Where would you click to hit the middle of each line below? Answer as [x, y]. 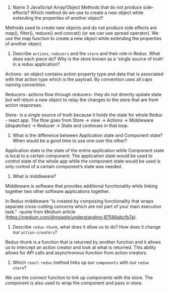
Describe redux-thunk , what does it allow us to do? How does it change [87, 227]
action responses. [24, 105]
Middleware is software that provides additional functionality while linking [81, 186]
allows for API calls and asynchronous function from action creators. [76, 253]
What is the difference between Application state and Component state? [88, 135]
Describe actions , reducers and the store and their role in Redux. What [86, 53]
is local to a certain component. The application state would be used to [79, 156]
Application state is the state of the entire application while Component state [85, 150]
